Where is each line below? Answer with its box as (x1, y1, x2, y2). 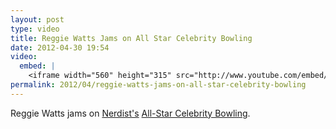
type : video (10, 24, 60, 34)
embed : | (19, 61, 56, 71)
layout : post (10, 14, 65, 25)
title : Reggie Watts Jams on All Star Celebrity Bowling (10, 33, 253, 43)
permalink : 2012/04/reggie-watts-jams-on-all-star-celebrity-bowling (10, 80, 307, 90)
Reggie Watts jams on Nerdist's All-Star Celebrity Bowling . (10, 107, 251, 119)
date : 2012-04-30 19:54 (10, 42, 110, 53)
